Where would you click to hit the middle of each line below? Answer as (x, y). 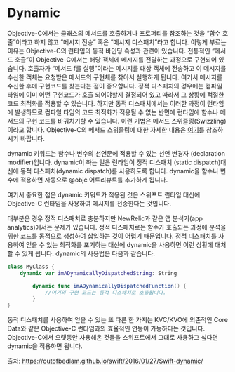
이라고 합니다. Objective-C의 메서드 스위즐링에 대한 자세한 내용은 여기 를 (106, 129)
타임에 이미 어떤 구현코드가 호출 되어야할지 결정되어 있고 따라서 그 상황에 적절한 (116, 94)
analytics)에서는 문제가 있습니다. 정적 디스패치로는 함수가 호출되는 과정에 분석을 (117, 227)
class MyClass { (31, 267)
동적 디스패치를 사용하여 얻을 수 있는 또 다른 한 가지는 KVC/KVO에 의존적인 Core (117, 320)
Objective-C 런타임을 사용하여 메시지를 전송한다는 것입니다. (89, 203)
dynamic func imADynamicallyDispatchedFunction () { (110, 286)
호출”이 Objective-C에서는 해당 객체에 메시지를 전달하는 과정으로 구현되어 (116, 59)
